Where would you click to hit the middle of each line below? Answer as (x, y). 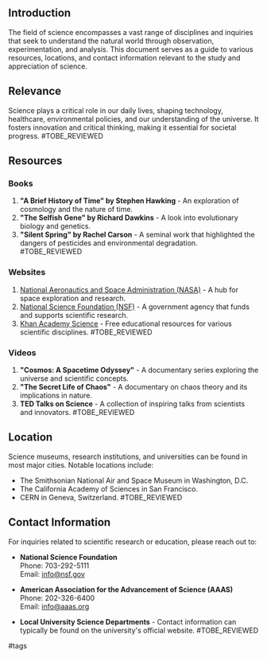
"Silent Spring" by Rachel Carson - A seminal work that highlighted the (137, 235)
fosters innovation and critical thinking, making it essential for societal (122, 127)
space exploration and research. (73, 298)
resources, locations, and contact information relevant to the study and (124, 57)
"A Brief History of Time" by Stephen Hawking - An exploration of (130, 201)
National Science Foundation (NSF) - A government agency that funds (135, 307)
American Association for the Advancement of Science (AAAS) (126, 589)
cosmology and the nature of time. (76, 210)
